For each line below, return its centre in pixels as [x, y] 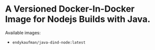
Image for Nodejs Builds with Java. [78, 19]
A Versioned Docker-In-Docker [70, 9]
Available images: [23, 33]
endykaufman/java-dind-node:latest [49, 42]
